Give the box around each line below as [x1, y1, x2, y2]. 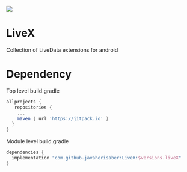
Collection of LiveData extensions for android [6, 46, 118, 54]
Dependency [6, 67, 72, 81]
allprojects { [6, 99, 42, 105]
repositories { [14, 104, 52, 111]
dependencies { [6, 149, 44, 156]
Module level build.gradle [6, 138, 69, 145]
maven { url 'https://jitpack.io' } [17, 115, 109, 121]
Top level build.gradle [6, 87, 60, 94]
